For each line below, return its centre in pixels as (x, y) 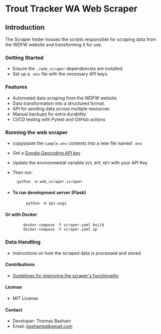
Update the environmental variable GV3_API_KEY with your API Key (80, 162)
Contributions (20, 265)
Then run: (23, 172)
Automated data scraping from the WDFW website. (65, 98)
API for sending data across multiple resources (61, 108)
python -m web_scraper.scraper (50, 181)
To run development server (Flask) (49, 193)
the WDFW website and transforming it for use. (54, 45)
